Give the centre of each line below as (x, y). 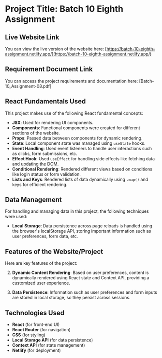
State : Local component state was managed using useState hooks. (79, 143)
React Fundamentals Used (45, 101)
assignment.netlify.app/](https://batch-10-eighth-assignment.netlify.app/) (78, 54)
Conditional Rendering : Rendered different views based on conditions (82, 169)
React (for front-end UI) (36, 324)
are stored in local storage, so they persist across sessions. (71, 298)
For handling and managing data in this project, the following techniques (77, 211)
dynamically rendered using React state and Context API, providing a (81, 278)
